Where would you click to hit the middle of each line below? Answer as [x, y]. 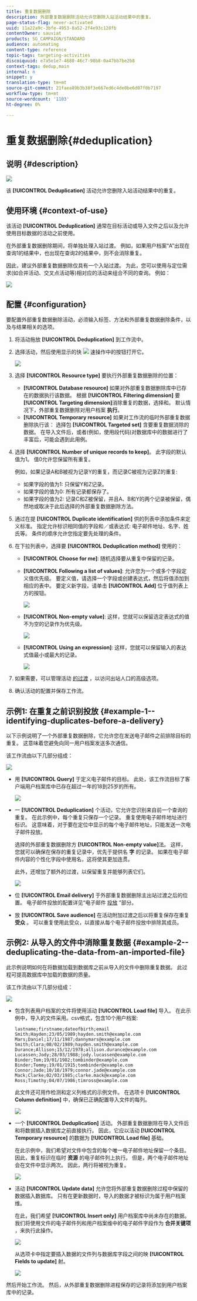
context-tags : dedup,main [38, 66]
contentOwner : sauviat [34, 34]
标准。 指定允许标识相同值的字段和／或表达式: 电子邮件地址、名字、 [101, 526]
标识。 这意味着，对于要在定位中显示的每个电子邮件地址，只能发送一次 [100, 825]
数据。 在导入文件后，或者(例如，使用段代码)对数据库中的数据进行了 [106, 432]
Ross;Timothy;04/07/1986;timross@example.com [71, 1080]
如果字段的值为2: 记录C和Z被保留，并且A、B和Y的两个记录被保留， [104, 499]
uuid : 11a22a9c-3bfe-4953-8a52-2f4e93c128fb [61, 28]
